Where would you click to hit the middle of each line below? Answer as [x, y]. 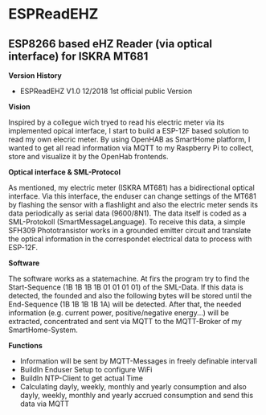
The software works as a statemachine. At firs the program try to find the [129, 279]
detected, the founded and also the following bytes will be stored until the [130, 296]
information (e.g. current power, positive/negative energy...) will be [119, 313]
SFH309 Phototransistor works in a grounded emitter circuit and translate [130, 230]
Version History [35, 76]
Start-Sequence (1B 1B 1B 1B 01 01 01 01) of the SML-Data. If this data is [126, 287]
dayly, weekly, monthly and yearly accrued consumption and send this [137, 395]
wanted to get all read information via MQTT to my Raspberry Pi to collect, [131, 148]
